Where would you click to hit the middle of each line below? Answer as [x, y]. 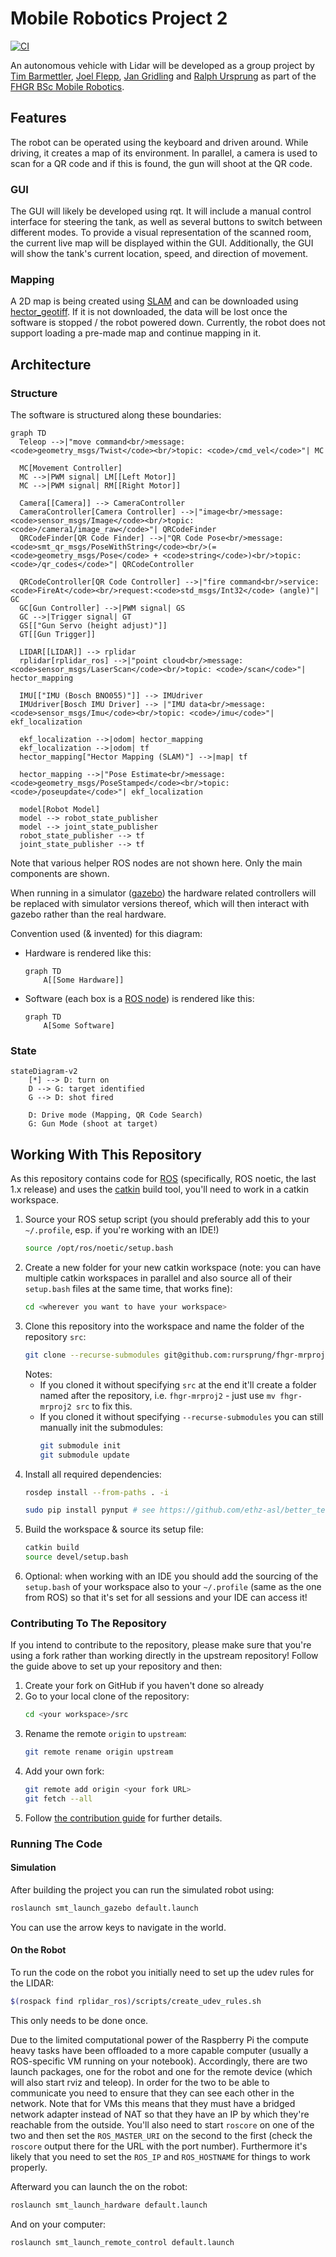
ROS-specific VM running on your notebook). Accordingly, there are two [159, 2061]
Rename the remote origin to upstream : [105, 1734]
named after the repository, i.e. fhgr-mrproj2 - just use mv [157, 1395]
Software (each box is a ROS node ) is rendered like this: [139, 999]
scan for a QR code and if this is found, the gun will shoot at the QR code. [161, 163]
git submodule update [84, 1455]
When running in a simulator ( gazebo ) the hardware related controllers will [163, 893]
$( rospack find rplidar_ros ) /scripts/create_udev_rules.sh [136, 2002]
